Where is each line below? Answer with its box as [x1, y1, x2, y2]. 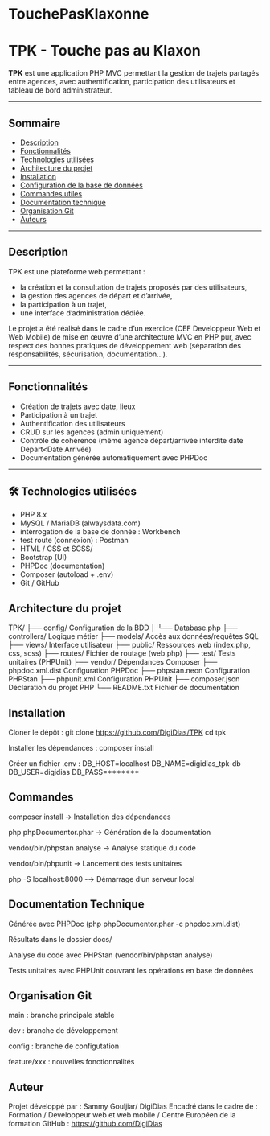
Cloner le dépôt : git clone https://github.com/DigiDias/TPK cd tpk [8, 727, 227, 737]
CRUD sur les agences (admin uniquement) [19, 427, 164, 437]
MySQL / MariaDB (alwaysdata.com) [19, 518, 141, 528]
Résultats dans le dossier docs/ [8, 934, 112, 944]
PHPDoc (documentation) [19, 561, 105, 571]
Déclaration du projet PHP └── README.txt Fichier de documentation [8, 683, 239, 693]
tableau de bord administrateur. [8, 85, 112, 95]
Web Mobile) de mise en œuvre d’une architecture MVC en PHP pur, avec [8, 331, 252, 342]
